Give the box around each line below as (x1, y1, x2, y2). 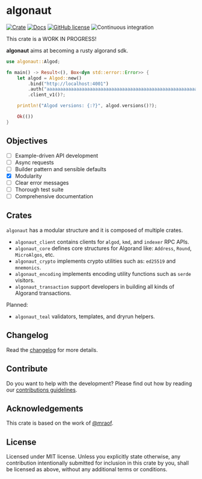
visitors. (14, 277, 35, 284)
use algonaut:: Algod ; (6, 58, 61, 64)
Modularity (14, 172, 42, 180)
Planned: (6, 301, 28, 308)
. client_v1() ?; (28, 92, 66, 98)
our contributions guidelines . (6, 386, 78, 393)
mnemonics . (14, 263, 41, 271)
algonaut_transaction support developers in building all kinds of (14, 283, 174, 290)
